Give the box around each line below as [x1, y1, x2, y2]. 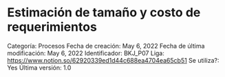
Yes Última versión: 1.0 [7, 63, 72, 72]
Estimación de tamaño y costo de [7, 5, 201, 20]
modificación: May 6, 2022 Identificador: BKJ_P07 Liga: [7, 49, 165, 57]
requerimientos [7, 19, 98, 35]
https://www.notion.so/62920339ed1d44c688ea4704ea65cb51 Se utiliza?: [7, 56, 219, 64]
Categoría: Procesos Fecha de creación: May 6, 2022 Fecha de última [7, 42, 205, 50]
